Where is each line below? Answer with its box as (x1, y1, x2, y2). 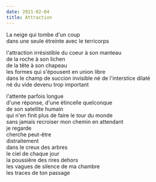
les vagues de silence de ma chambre (6, 163, 100, 170)
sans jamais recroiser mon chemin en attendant (6, 118, 124, 125)
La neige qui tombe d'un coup (6, 31, 80, 38)
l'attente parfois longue (6, 93, 64, 100)
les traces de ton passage (6, 169, 70, 176)
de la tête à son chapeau (6, 61, 67, 69)
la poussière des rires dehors (6, 156, 79, 163)
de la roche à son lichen (6, 55, 65, 62)
